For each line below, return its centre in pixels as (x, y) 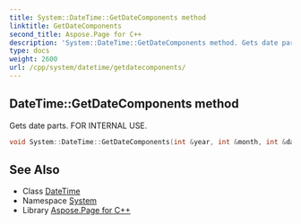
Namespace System (59, 201)
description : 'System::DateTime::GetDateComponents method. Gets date (144, 43)
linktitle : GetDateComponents (66, 26)
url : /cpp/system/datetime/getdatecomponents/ (98, 68)
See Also (34, 170)
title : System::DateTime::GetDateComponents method (107, 17)
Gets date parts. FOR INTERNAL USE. (78, 125)
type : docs (30, 51)
